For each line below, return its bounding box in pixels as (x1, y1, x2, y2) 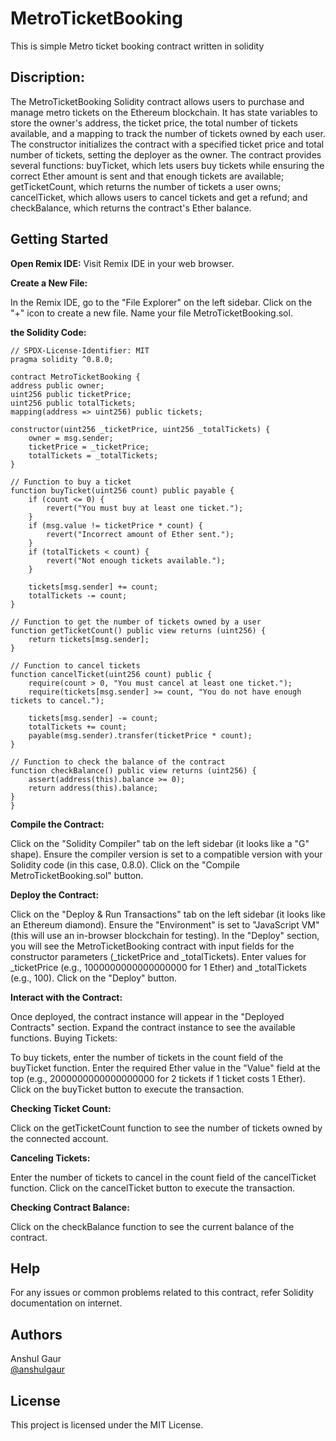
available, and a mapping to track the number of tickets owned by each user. (10, 127, 326, 139)
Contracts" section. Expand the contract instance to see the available (10, 1021, 296, 1033)
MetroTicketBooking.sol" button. (10, 869, 144, 881)
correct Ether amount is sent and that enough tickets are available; (10, 170, 285, 182)
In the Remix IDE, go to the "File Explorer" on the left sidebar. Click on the (10, 296, 313, 308)
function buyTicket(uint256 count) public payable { (10, 485, 235, 496)
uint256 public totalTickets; (10, 398, 137, 408)
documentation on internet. (10, 1297, 123, 1309)
